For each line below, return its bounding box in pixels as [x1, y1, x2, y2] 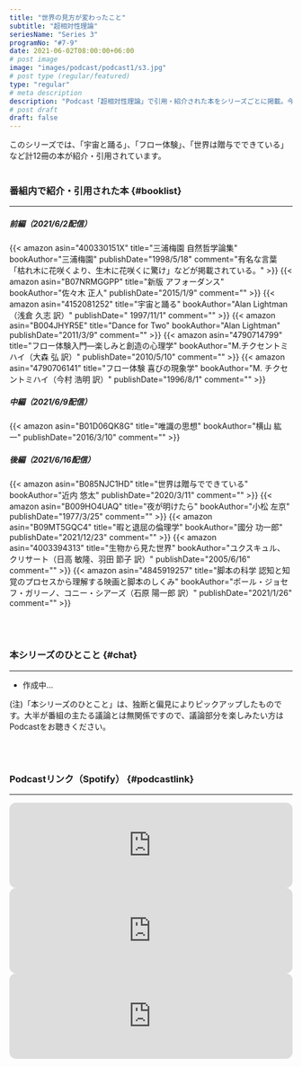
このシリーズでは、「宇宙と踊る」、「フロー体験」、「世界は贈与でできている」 [9, 139, 289, 150]
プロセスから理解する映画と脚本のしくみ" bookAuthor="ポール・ [24, 576, 265, 587]
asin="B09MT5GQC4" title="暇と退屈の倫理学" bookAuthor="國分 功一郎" [9, 522, 283, 533]
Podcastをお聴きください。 [9, 721, 111, 732]
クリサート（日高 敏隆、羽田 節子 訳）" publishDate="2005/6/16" [9, 554, 251, 565]
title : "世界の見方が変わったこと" [9, 13, 127, 22]
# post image [9, 55, 58, 64]
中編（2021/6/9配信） [9, 396, 93, 407]
